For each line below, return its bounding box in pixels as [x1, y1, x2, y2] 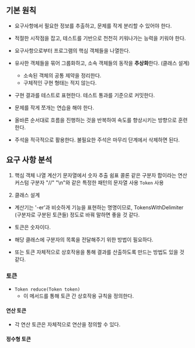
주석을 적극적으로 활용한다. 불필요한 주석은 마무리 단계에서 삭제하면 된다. [14, 136, 180, 143]
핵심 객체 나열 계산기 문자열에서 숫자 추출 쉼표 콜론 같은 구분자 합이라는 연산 [14, 171, 188, 178]
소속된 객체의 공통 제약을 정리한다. [23, 72, 102, 79]
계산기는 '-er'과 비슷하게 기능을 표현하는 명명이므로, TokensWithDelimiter [14, 204, 184, 211]
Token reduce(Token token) [14, 286, 81, 292]
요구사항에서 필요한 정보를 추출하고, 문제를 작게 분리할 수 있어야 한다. [14, 22, 172, 29]
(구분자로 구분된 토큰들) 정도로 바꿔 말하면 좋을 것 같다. [14, 211, 140, 218]
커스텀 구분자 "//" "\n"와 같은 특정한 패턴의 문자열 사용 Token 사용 [14, 179, 164, 186]
